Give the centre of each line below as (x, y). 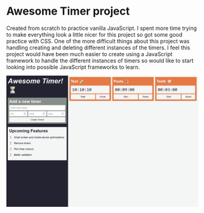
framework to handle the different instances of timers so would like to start (100, 60)
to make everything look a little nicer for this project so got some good (94, 34)
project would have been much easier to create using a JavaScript (90, 54)
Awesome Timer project (68, 11)
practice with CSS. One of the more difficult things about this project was (98, 41)
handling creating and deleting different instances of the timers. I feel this (98, 48)
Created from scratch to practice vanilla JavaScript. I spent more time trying (102, 28)
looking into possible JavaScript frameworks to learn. (73, 67)
